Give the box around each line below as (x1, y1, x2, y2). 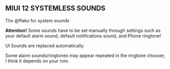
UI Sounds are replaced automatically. (5, 43, 85, 49)
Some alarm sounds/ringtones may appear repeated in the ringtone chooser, (5, 52, 165, 58)
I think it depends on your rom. (5, 58, 70, 64)
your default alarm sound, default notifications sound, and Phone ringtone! (5, 32, 161, 39)
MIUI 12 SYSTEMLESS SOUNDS (5, 4, 106, 13)
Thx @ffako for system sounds (5, 17, 70, 23)
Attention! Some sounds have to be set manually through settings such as (5, 27, 161, 33)
